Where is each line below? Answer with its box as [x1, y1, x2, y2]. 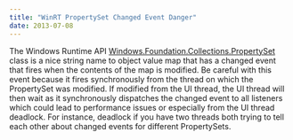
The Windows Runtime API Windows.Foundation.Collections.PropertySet [9, 45, 276, 56]
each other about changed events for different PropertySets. [9, 121, 232, 131]
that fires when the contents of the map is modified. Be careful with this [9, 64, 272, 75]
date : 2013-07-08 [9, 21, 74, 30]
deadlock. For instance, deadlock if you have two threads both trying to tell [9, 112, 285, 122]
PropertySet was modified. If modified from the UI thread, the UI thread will [9, 83, 285, 94]
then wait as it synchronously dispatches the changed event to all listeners [9, 92, 283, 103]
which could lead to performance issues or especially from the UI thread [9, 102, 275, 113]
